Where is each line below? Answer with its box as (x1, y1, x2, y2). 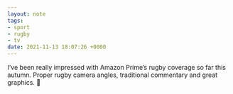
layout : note (7, 10, 46, 18)
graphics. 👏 (7, 78, 41, 86)
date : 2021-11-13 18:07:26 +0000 (7, 43, 107, 51)
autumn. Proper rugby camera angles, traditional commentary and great (7, 70, 218, 79)
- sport (7, 23, 31, 31)
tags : (7, 17, 23, 24)
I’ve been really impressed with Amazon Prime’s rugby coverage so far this (7, 63, 226, 71)
